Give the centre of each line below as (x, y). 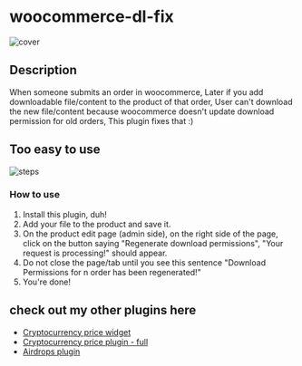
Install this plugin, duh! (64, 214)
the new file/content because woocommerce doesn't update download (142, 111)
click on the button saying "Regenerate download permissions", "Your (153, 243)
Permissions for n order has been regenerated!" (112, 272)
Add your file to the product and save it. (97, 224)
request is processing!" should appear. (95, 253)
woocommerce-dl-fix (92, 17)
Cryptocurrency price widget (77, 332)
